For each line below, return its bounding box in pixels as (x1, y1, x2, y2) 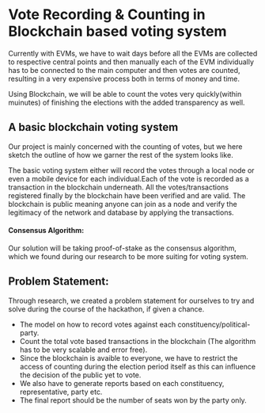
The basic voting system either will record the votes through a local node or (8, 165, 255, 175)
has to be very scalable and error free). (19, 345, 148, 354)
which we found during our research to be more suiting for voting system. (8, 251, 248, 261)
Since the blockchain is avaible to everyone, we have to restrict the (19, 353, 238, 362)
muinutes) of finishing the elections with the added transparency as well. (8, 98, 245, 107)
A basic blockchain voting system (8, 120, 179, 134)
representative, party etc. (19, 387, 103, 396)
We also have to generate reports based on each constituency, (19, 378, 225, 388)
